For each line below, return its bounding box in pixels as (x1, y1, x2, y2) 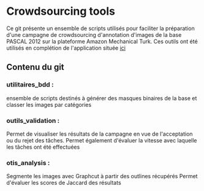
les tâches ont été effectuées (6, 143, 80, 150)
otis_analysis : (6, 158, 50, 167)
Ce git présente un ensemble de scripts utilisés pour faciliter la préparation (6, 25, 195, 32)
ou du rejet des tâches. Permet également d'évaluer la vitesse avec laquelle (6, 136, 197, 144)
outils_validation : (6, 116, 60, 125)
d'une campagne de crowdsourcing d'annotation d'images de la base (6, 31, 182, 38)
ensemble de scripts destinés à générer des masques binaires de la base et (6, 94, 197, 102)
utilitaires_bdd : (6, 80, 54, 89)
